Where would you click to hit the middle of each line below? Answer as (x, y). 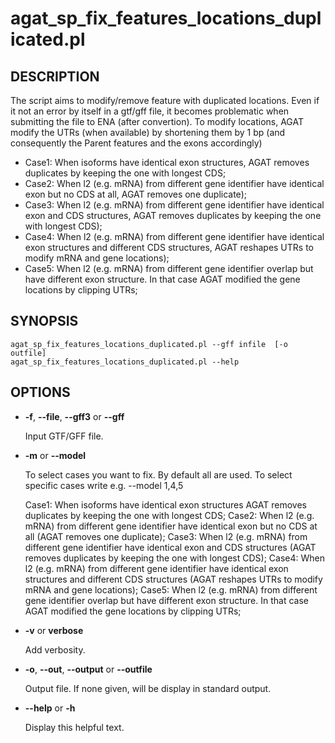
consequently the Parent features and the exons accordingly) (136, 143)
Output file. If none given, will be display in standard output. (148, 688)
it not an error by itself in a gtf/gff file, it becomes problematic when (150, 111)
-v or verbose (54, 630)
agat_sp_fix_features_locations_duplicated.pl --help (125, 362)
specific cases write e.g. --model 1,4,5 (104, 485)
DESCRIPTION (55, 76)
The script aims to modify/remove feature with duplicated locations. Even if (165, 100)
